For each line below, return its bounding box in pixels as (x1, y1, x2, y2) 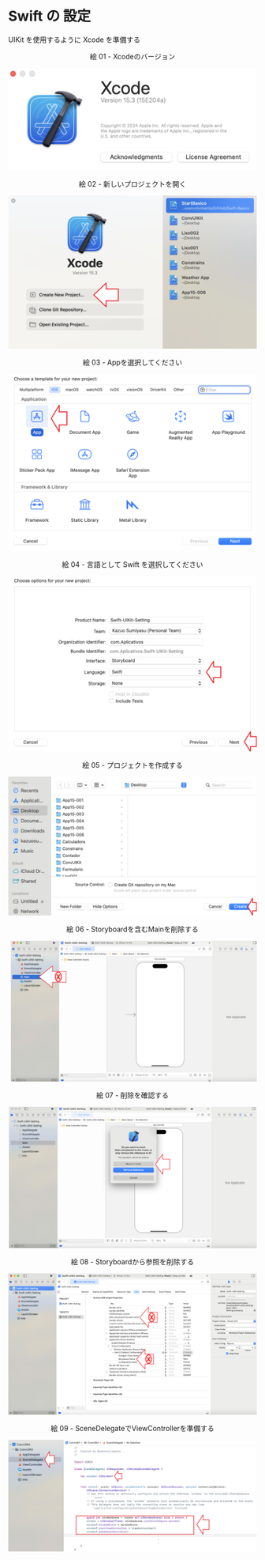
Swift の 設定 (8, 7, 91, 25)
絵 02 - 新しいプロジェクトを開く (78, 179, 187, 188)
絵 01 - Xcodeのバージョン (89, 51, 176, 61)
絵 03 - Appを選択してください (82, 357, 183, 367)
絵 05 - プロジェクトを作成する (82, 761, 183, 770)
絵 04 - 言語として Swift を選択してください (62, 560, 203, 569)
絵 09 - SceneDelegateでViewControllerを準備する (50, 1424, 215, 1433)
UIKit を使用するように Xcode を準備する (8, 35, 140, 44)
